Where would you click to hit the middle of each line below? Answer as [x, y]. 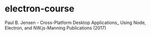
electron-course [40, 9]
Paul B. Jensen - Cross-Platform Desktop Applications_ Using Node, [75, 22]
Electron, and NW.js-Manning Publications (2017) [56, 27]
